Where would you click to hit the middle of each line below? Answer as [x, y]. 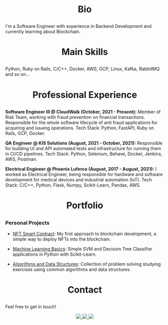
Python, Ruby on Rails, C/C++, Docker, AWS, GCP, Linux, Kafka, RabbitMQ [82, 69]
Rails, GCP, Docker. [25, 133]
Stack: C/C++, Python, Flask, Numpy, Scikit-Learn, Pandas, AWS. [73, 185]
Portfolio [85, 205]
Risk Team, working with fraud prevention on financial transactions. [75, 117]
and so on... [18, 74]
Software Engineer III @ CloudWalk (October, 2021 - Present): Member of [83, 112]
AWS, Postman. [21, 159]
